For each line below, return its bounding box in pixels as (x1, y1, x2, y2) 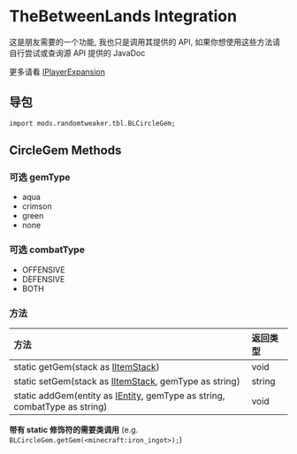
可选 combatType (9, 243, 86, 256)
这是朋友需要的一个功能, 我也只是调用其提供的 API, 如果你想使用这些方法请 (9, 36, 281, 47)
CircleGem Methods (9, 143, 122, 158)
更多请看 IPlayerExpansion (9, 66, 106, 77)
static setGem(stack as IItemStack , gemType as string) (13, 375, 240, 388)
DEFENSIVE (21, 273, 65, 284)
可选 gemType (9, 171, 71, 183)
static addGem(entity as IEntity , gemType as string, (13, 389, 225, 402)
